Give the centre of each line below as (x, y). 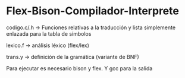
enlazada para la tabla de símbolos (49, 33)
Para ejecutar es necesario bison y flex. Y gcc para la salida (79, 68)
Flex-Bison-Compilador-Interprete (93, 11)
